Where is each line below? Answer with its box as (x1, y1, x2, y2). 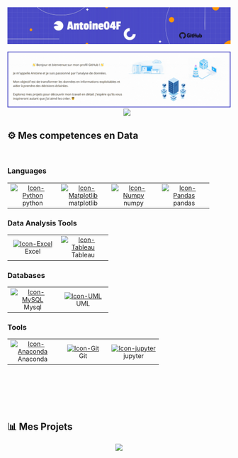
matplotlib (68, 199, 98, 207)
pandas (173, 199, 195, 207)
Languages (7, 166, 47, 176)
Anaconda (17, 354, 48, 364)
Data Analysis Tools (7, 218, 78, 228)
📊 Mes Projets (7, 421, 73, 433)
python (22, 199, 43, 207)
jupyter (123, 351, 144, 360)
